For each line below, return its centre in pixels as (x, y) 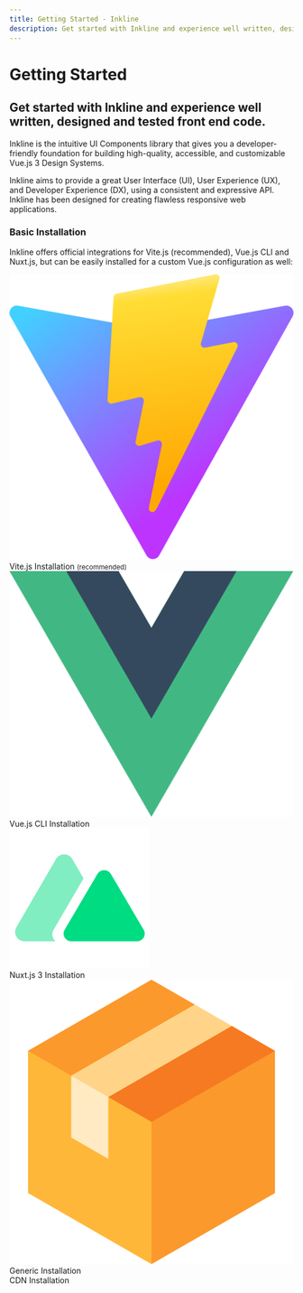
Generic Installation (45, 1271)
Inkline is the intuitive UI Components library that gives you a (122, 144)
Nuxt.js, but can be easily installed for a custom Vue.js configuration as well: (151, 261)
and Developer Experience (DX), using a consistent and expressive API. (142, 190)
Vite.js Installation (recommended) (68, 566)
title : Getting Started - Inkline (74, 19)
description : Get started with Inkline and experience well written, (143, 28)
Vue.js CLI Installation (50, 824)
